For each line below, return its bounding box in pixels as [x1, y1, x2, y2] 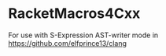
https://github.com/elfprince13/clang [8, 38, 127, 47]
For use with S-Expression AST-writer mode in [8, 30, 159, 40]
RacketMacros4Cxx [8, 5, 141, 23]
